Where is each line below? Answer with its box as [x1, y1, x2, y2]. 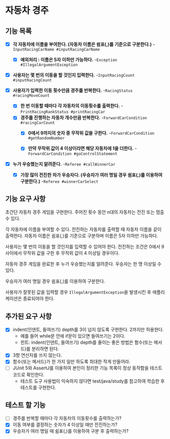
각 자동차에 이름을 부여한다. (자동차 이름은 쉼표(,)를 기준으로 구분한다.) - [12, 41, 155, 47]
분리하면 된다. [31, 346, 59, 352]
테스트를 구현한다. [20, 384, 56, 390]
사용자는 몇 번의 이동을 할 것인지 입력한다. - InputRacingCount [12, 72, 135, 78]
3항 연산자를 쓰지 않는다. [12, 352, 62, 359]
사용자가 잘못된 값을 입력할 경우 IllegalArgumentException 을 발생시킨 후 [5, 289, 152, 295]
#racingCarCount [20, 120, 55, 126]
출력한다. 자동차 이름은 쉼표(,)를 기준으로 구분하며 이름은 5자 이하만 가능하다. [5, 233, 158, 239]
